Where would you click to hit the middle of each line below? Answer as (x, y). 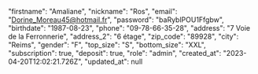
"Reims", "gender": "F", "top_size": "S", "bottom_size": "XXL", (107, 45)
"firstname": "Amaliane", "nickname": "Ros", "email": (93, 11)
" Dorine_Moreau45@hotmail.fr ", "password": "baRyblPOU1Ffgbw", (116, 20)
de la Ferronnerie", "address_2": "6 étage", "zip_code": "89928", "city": (123, 36)
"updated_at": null (114, 61)
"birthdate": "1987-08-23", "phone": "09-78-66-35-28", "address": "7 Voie (129, 28)
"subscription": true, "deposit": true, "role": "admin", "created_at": (115, 53)
